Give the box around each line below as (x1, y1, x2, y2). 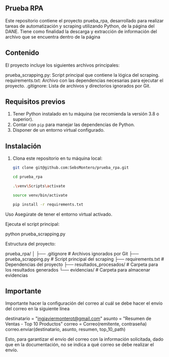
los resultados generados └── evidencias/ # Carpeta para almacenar (5, 266, 151, 273)
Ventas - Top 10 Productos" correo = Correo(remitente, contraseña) (5, 321, 147, 327)
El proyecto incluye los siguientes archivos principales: (5, 62, 120, 68)
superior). (12, 116, 33, 123)
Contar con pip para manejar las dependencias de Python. (12, 122, 136, 128)
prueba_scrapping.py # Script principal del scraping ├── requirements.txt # (5, 256, 164, 262)
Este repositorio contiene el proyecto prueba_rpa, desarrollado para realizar (5, 17, 164, 23)
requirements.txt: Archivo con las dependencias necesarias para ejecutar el (5, 77, 163, 83)
